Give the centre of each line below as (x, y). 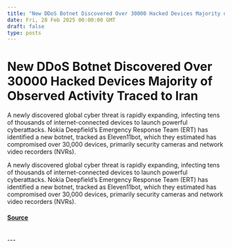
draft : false (26, 26)
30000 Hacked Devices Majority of (110, 82)
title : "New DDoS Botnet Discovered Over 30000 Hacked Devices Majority (114, 13)
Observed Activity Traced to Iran (103, 96)
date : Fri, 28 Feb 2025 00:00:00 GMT (61, 20)
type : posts (24, 33)
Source (18, 217)
